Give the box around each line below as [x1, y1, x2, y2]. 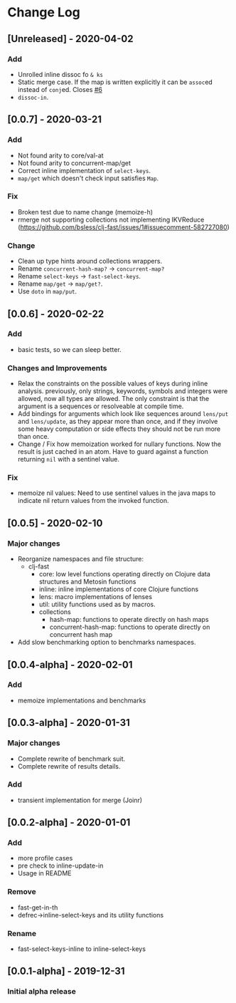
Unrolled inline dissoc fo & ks [17, 70, 104, 78]
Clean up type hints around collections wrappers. [17, 257, 162, 266]
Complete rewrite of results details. [17, 762, 121, 770]
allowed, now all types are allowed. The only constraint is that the [17, 395, 210, 403]
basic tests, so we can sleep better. [17, 345, 122, 353]
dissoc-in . [17, 93, 49, 101]
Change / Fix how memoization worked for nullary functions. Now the [17, 440, 222, 449]
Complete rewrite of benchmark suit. [17, 754, 126, 763]
